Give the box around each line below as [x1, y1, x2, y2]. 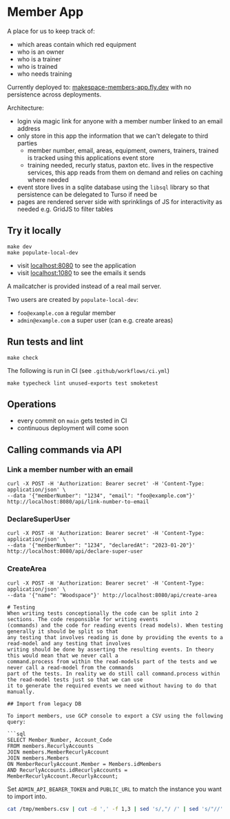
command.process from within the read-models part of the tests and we [7, 658, 217, 665]
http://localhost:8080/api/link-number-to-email [7, 498, 149, 505]
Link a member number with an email [7, 465, 133, 474]
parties [17, 139, 38, 147]
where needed [27, 175, 69, 183]
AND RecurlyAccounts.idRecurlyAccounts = [7, 767, 128, 774]
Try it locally [7, 225, 62, 236]
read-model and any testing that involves [7, 640, 131, 647]
